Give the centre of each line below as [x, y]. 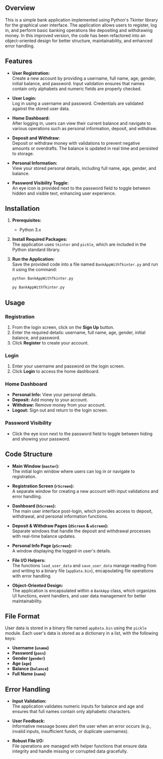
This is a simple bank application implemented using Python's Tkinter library [81, 20]
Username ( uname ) [30, 648]
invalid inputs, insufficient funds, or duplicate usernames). [70, 732]
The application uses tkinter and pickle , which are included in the [79, 245]
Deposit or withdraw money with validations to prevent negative [76, 143]
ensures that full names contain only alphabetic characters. [72, 712]
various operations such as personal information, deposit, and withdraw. [84, 128]
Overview [20, 8]
